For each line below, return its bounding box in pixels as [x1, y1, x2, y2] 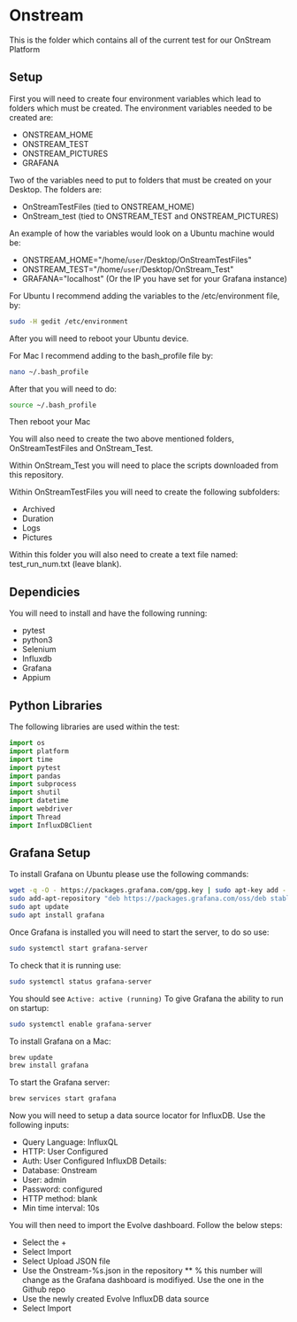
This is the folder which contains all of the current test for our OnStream [9, 35, 271, 45]
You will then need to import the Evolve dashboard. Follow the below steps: [9, 1220, 283, 1231]
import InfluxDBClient [9, 820, 93, 829]
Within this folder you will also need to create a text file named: [9, 549, 239, 560]
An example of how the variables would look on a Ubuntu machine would [9, 228, 275, 238]
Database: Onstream [21, 1165, 97, 1176]
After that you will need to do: [9, 383, 118, 394]
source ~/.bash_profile [9, 400, 97, 409]
